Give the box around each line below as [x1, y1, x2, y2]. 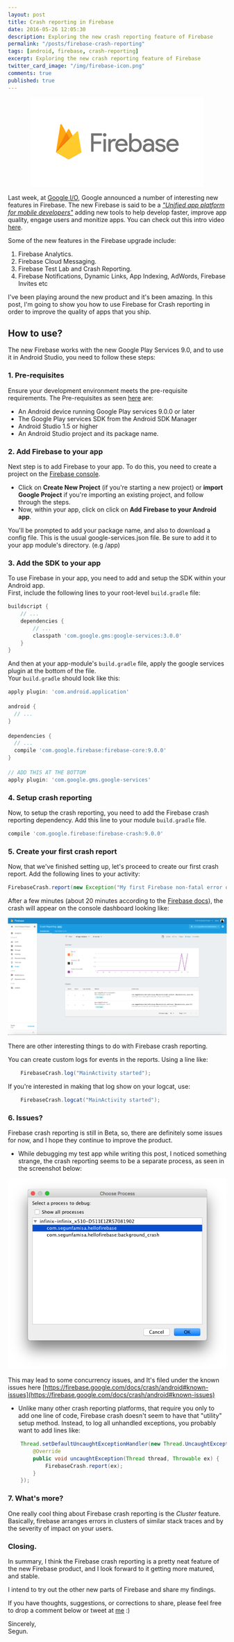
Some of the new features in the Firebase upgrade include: [8, 236, 176, 244]
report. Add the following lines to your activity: [8, 870, 141, 878]
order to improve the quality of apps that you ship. [8, 307, 151, 316]
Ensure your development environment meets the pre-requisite [8, 386, 188, 395]
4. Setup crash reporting [8, 793, 92, 802]
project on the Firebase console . [8, 469, 101, 478]
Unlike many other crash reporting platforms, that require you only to [17, 1404, 215, 1412]
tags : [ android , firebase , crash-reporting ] [8, 48, 139, 55]
